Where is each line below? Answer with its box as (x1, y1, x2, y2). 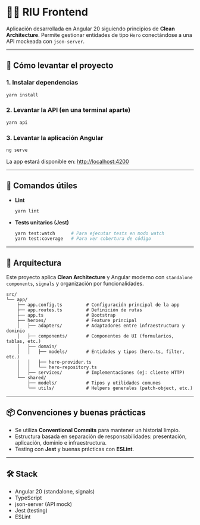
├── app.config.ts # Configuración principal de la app (17, 302, 180, 308)
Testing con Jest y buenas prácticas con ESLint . (14, 445, 135, 452)
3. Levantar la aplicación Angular (6, 133, 104, 142)
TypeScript (14, 494, 42, 501)
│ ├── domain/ (17, 343, 58, 350)
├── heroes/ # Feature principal (17, 318, 137, 324)
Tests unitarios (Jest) (14, 218, 70, 226)
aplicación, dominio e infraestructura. (14, 439, 107, 446)
